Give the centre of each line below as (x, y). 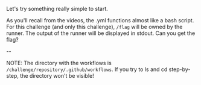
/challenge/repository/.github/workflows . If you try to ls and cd (87, 69)
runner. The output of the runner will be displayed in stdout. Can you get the (101, 33)
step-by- (180, 69)
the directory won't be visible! (57, 76)
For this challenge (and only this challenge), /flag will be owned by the (94, 27)
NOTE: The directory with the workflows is (59, 63)
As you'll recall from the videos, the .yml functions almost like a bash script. (100, 20)
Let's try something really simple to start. (57, 9)
